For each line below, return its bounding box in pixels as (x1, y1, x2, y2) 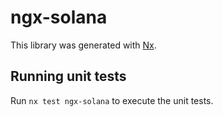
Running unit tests (10, 68, 127, 85)
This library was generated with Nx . (10, 39, 157, 51)
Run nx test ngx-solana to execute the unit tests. (10, 94, 214, 106)
